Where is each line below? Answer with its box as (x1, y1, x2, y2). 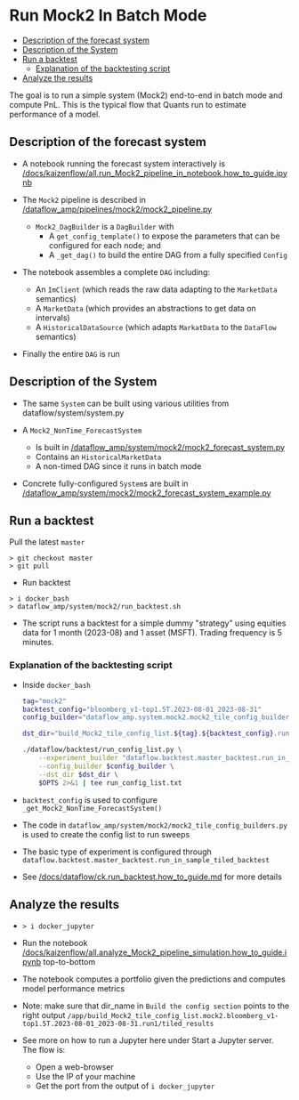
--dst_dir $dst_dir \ (38, 770, 118, 779)
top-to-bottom (43, 957, 96, 967)
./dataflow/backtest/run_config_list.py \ (21, 745, 182, 755)
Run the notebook (21, 938, 88, 949)
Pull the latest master (9, 537, 85, 547)
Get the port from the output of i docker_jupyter (35, 1080, 215, 1091)
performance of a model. (9, 109, 101, 119)
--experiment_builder (38, 754, 118, 763)
